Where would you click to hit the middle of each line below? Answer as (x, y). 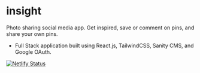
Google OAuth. (33, 51)
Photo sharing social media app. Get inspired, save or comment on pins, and (100, 28)
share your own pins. (32, 34)
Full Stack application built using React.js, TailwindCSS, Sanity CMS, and (104, 45)
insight (24, 11)
